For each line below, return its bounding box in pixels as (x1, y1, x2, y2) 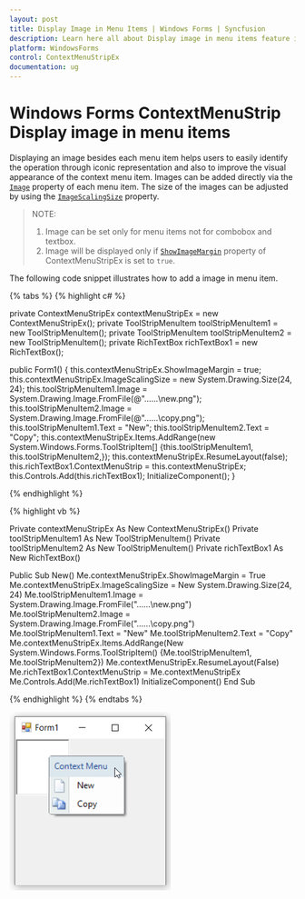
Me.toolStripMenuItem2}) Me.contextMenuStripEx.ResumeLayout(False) (9, 656, 280, 667)
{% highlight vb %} (9, 505, 81, 516)
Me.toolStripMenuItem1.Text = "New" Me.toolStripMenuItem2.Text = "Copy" (9, 627, 293, 638)
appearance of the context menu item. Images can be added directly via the (9, 171, 293, 182)
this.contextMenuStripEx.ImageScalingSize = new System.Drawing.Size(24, (9, 374, 292, 385)
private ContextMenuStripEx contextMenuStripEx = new (9, 307, 220, 318)
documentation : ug (9, 63, 79, 72)
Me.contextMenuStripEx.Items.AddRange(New (9, 637, 184, 648)
